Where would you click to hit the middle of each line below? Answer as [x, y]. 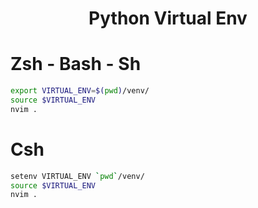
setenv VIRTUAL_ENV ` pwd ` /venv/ [77, 176]
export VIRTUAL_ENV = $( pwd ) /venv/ [80, 91]
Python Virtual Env [168, 18]
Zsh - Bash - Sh [76, 64]
